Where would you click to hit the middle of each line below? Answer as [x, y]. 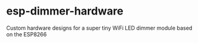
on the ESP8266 [27, 34]
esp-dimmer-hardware [65, 11]
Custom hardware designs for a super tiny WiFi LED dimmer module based [99, 28]
